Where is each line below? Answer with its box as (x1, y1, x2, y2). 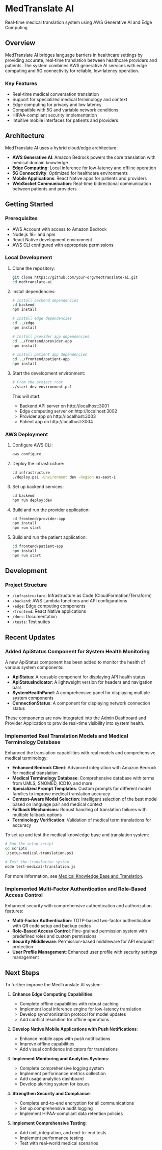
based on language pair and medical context (12, 801, 103, 807)
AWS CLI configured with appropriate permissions (12, 242, 114, 248)
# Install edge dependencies (12, 316, 72, 321)
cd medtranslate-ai (12, 279, 53, 284)
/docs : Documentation (12, 614, 57, 620)
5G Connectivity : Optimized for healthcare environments (12, 170, 128, 176)
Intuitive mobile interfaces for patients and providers (12, 117, 119, 123)
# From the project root (12, 380, 63, 385)
